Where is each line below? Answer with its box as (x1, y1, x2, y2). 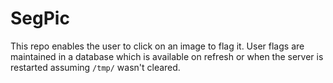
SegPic (10, 7, 70, 30)
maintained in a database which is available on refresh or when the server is (10, 50, 324, 62)
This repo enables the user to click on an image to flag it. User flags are (10, 40, 305, 52)
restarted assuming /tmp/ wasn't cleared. (10, 61, 181, 73)
